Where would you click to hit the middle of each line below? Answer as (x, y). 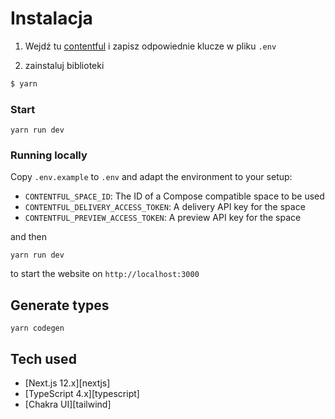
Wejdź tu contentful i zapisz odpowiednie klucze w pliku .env (150, 46)
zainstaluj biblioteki (64, 65)
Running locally (49, 155)
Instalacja (51, 18)
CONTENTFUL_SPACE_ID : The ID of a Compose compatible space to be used (174, 196)
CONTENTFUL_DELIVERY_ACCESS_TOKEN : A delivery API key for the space (165, 207)
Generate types (60, 305)
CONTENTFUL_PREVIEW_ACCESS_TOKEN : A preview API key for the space (163, 218)
